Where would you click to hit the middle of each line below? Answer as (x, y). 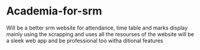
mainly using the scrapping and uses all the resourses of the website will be (100, 34)
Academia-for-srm (54, 11)
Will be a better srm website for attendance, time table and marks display (97, 28)
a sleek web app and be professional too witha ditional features (85, 40)
